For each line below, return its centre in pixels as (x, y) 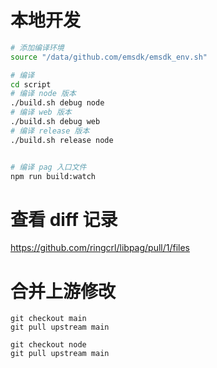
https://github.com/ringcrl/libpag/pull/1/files (100, 248)
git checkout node (48, 345)
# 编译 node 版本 (43, 94)
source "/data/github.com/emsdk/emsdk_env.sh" (109, 57)
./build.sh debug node (57, 103)
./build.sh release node (62, 140)
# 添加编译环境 (37, 47)
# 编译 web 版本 (41, 112)
